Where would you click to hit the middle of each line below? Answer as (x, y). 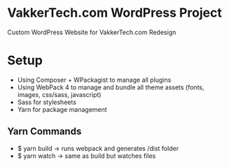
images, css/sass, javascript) (59, 94)
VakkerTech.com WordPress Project (114, 13)
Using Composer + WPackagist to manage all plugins (94, 80)
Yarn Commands (44, 132)
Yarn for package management (62, 109)
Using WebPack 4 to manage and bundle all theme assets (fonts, (111, 87)
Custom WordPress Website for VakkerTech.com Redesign (92, 32)
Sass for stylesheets (47, 102)
